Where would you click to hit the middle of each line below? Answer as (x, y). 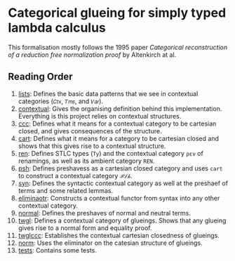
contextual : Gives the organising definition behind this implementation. (120, 108)
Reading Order (40, 77)
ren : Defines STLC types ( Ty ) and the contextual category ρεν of (111, 153)
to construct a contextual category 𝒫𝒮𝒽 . (75, 175)
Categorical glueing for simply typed (117, 13)
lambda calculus (57, 28)
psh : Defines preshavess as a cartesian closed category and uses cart (120, 168)
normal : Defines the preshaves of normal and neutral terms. (105, 213)
